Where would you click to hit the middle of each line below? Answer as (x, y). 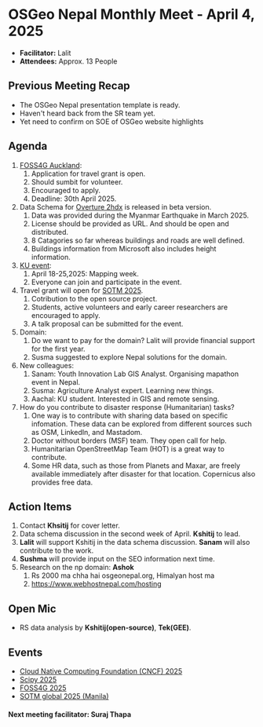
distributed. (50, 232)
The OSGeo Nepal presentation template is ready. (100, 104)
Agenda (28, 146)
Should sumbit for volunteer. (77, 181)
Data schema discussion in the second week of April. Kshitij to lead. (130, 534)
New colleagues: (47, 365)
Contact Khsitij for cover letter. (69, 526)
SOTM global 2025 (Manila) (64, 696)
